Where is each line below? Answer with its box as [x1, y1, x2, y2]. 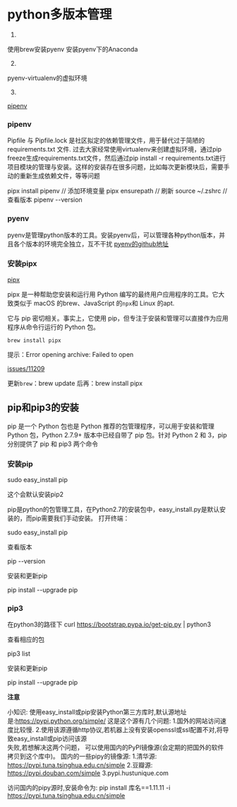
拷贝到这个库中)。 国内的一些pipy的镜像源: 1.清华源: [7, 752, 157, 761]
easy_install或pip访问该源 [13, 734, 87, 743]
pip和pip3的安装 [7, 401, 79, 414]
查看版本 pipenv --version [7, 195, 83, 204]
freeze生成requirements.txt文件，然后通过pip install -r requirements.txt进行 [7, 154, 226, 163]
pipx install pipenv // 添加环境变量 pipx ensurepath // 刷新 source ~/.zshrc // [7, 187, 228, 195]
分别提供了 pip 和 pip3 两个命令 [7, 440, 99, 448]
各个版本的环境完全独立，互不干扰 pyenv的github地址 [13, 239, 169, 248]
